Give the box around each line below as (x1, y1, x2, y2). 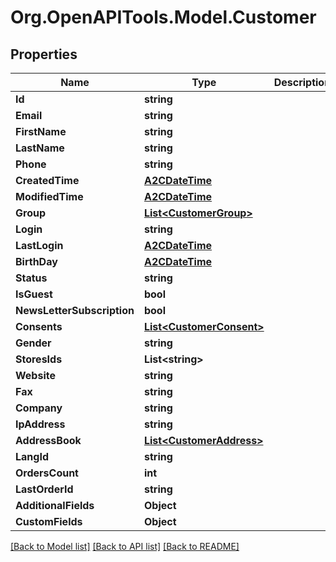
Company (15, 401, 63, 415)
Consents (15, 320, 63, 333)
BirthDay (15, 255, 58, 268)
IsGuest (15, 287, 53, 301)
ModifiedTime (15, 190, 84, 203)
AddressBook (15, 434, 82, 447)
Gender (15, 336, 52, 350)
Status (15, 271, 48, 285)
